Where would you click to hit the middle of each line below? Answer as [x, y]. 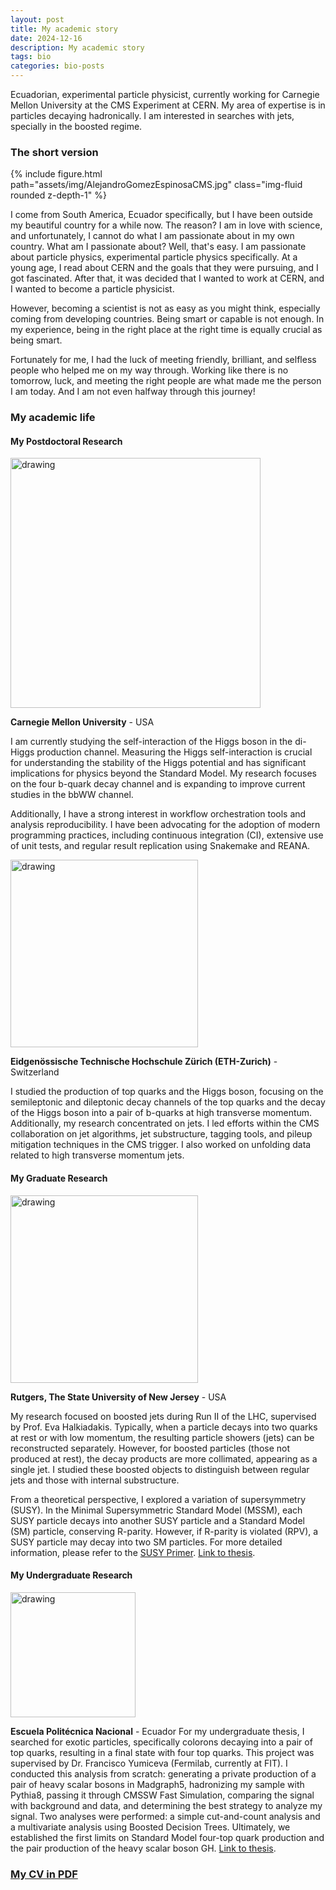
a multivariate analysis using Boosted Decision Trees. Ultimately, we [150, 1827]
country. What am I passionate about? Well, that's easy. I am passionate [158, 247]
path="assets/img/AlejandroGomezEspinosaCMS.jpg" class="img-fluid [156, 185]
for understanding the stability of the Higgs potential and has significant [158, 763]
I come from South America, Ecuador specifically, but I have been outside [161, 215]
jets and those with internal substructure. [95, 1480]
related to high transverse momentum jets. [97, 1155]
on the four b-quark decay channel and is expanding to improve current [158, 784]
